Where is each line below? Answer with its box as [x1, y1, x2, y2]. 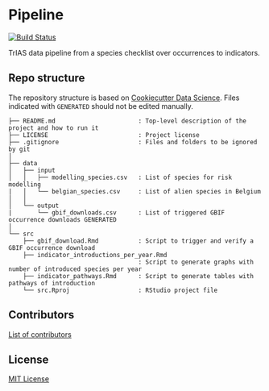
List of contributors [8, 329, 72, 339]
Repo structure [8, 71, 85, 85]
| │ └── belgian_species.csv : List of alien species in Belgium [8, 187, 262, 195]
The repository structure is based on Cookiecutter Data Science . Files [8, 93, 240, 102]
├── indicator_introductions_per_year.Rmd [23, 251, 168, 259]
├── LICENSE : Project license [8, 131, 200, 139]
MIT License [8, 374, 50, 384]
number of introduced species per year [8, 264, 143, 273]
